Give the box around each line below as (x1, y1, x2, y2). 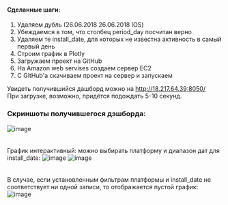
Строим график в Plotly (16, 50, 85, 58)
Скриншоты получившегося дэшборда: (7, 109, 146, 119)
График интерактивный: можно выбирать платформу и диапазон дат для (7, 146, 220, 154)
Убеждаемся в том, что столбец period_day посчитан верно (16, 28, 193, 36)
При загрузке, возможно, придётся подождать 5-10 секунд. (7, 92, 182, 100)
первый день (16, 42, 55, 51)
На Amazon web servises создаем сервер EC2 (16, 64, 152, 72)
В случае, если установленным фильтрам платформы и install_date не (7, 175, 212, 184)
